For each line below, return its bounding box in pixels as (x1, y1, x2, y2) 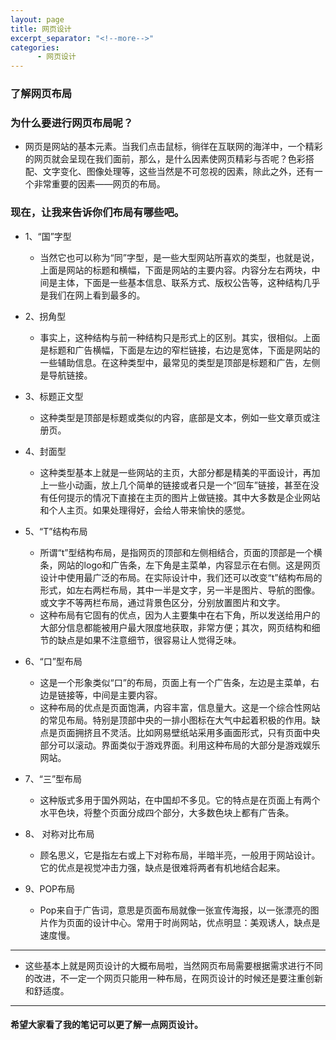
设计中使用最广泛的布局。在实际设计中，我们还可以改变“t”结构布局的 (39, 571, 323, 583)
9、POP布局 (24, 882, 76, 895)
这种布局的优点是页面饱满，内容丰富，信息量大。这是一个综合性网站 (39, 701, 321, 713)
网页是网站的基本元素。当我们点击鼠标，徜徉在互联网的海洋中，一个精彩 (24, 141, 323, 153)
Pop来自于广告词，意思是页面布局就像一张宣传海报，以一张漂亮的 (39, 904, 311, 916)
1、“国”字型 (24, 230, 72, 242)
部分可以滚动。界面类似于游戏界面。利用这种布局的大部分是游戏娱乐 (39, 739, 321, 751)
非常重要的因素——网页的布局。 (33, 178, 166, 190)
